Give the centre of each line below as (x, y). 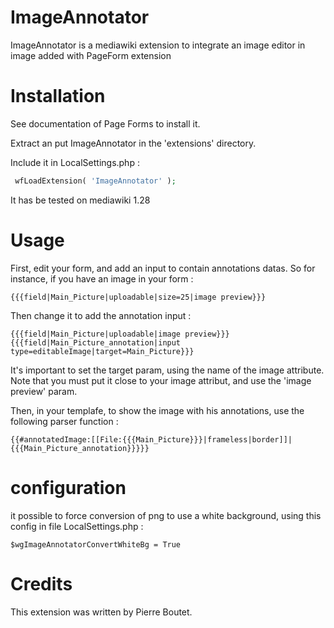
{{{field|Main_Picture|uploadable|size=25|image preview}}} (138, 297)
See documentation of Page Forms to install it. (105, 123)
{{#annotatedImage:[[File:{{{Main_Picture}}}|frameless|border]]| (151, 439)
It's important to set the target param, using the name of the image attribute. (167, 370)
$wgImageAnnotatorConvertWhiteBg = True (96, 544)
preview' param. (44, 391)
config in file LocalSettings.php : (77, 526)
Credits (41, 583)
